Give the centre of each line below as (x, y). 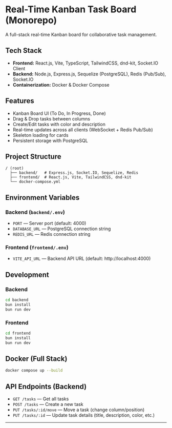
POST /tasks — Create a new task (48, 404)
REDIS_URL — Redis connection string (51, 234)
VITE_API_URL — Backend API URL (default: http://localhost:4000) (82, 259)
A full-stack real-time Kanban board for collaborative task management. (81, 34)
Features (20, 101)
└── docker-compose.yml (35, 182)
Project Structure (33, 157)
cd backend (17, 300)
